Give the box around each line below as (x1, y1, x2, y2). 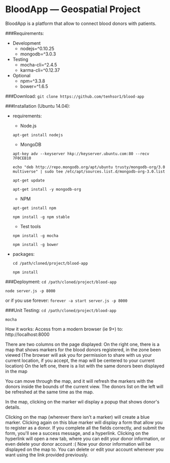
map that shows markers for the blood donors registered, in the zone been (5, 347, 161, 353)
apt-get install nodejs (12, 132, 63, 138)
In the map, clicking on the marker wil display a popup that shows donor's (5, 398, 160, 405)
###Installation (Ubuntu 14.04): (5, 103, 71, 109)
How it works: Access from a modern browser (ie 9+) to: (5, 326, 123, 332)
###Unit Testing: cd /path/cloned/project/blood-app (5, 307, 117, 313)
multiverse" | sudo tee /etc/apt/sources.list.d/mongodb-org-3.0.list (12, 169, 165, 174)
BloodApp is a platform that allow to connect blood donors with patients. (5, 20, 156, 26)
